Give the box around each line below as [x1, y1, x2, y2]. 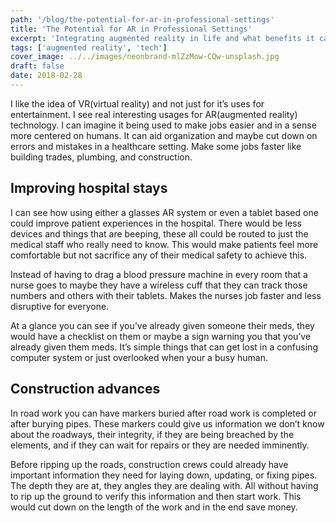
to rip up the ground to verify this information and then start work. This [10, 490, 302, 502]
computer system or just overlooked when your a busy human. [10, 351, 268, 363]
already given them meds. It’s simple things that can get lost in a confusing [10, 341, 318, 353]
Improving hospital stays [10, 180, 168, 197]
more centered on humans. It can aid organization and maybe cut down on [10, 129, 318, 141]
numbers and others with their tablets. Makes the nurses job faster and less [10, 289, 322, 301]
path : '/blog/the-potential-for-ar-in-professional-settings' [10, 14, 275, 25]
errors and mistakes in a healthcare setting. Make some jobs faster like [10, 140, 302, 152]
